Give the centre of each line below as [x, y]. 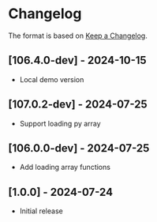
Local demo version [52, 79]
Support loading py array [60, 123]
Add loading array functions [65, 167]
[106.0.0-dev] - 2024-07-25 [79, 148]
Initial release [41, 211]
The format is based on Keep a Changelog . [78, 36]
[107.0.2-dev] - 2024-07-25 [78, 105]
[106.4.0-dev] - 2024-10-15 [78, 60]
